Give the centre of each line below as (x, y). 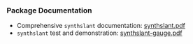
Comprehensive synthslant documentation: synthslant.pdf (101, 26)
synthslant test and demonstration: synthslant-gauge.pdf (99, 33)
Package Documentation (49, 10)
